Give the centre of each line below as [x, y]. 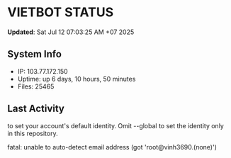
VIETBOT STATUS [61, 12]
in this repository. [33, 133]
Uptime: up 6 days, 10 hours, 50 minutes [77, 79]
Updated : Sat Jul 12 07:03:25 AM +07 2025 [71, 32]
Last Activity [36, 109]
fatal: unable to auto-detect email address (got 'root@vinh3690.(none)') [112, 147]
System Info [35, 54]
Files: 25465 [36, 86]
